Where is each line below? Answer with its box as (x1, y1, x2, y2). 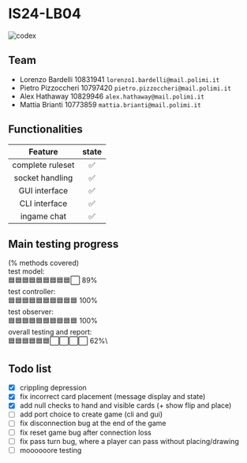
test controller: (8, 287, 56, 297)
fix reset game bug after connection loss (19, 428, 152, 437)
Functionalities (8, 123, 83, 136)
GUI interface (18, 185, 69, 196)
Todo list (8, 362, 52, 375)
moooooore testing (19, 445, 82, 454)
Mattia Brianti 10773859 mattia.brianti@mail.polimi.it (19, 99, 201, 109)
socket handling (13, 172, 73, 183)
